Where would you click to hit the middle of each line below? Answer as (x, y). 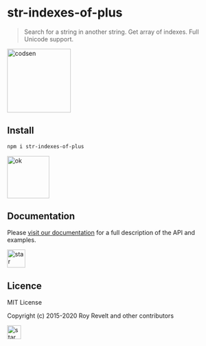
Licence (25, 286)
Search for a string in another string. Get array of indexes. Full (111, 32)
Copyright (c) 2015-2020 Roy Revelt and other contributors (90, 316)
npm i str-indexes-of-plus (46, 146)
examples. (22, 240)
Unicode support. (49, 39)
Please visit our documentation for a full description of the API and (101, 233)
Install (21, 131)
